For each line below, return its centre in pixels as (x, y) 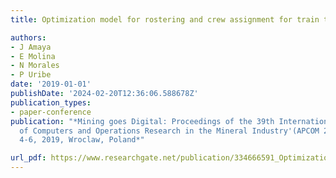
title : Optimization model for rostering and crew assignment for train (165, 19)
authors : (28, 37)
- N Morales (35, 66)
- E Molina (33, 56)
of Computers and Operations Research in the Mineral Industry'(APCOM (169, 131)
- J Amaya (31, 47)
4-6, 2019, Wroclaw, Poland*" (82, 140)
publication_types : (51, 102)
